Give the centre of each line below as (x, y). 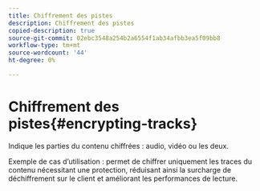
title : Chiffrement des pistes (61, 16)
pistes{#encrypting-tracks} (103, 124)
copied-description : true (51, 30)
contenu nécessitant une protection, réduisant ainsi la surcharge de (120, 169)
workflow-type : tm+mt (45, 46)
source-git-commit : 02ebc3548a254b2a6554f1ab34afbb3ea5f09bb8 (114, 38)
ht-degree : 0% (32, 61)
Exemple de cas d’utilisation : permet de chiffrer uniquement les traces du (130, 161)
